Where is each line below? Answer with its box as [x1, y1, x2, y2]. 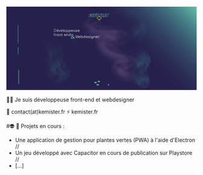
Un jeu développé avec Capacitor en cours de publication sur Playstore [14, 149, 193, 156]
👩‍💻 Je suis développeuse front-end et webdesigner [6, 96, 135, 103]
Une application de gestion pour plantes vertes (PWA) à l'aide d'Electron [14, 136, 196, 144]
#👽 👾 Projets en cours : [6, 122, 65, 130]
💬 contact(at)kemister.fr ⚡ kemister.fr [6, 108, 98, 115]
